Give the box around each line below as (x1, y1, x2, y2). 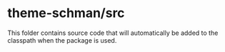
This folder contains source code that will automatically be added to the (7, 28, 219, 37)
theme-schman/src (7, 5, 125, 21)
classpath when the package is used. (7, 36, 117, 44)
